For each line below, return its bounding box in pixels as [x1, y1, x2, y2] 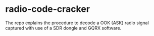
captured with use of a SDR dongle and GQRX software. [5, 25, 122, 31]
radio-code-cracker [5, 3, 90, 15]
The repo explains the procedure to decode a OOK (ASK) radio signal [5, 20, 149, 26]
